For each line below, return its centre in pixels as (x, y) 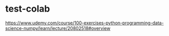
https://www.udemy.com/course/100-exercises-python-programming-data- (84, 23)
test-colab (28, 9)
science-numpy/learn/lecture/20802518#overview (58, 28)
